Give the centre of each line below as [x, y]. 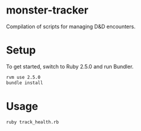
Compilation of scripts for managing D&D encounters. [71, 26]
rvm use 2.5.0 [23, 77]
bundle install [25, 83]
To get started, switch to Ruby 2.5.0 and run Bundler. [70, 66]
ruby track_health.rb [33, 122]
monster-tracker [47, 10]
